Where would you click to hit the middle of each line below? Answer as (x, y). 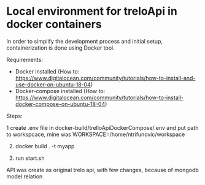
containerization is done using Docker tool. (60, 48)
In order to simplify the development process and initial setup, (85, 41)
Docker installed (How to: (47, 71)
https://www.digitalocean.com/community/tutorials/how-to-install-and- (105, 78)
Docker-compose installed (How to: (60, 91)
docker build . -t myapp (45, 146)
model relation (25, 176)
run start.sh (30, 158)
